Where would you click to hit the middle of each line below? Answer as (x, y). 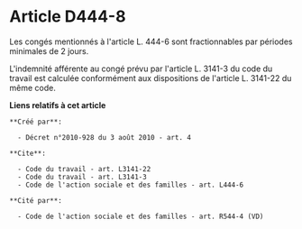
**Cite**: (28, 153)
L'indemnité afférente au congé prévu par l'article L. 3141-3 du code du (141, 69)
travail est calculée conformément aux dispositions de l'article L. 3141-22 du (151, 78)
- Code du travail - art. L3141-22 (84, 169)
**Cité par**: (36, 200)
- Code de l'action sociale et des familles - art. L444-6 (131, 185)
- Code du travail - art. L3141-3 (82, 177)
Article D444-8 (68, 17)
